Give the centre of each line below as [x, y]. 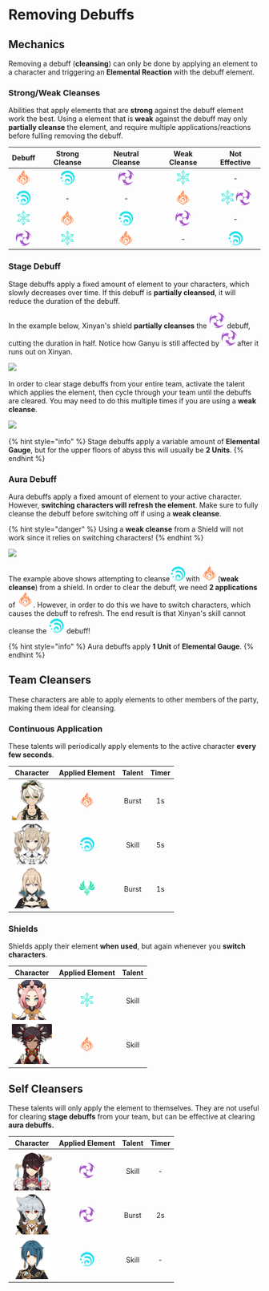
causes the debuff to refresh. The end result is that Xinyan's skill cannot [127, 613]
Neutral [126, 153]
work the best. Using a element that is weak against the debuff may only [128, 119]
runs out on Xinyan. [40, 351]
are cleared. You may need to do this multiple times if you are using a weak [132, 401]
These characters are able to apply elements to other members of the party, [133, 699]
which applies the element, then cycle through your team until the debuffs [130, 392]
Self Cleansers [46, 1089]
